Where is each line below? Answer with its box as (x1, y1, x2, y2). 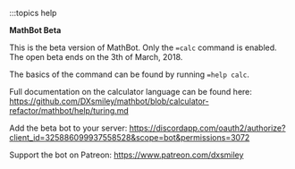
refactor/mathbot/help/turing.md (9, 106, 130, 115)
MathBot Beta (9, 25, 62, 35)
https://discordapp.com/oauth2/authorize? (129, 123, 286, 133)
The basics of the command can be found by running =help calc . (9, 69, 250, 80)
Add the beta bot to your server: (9, 123, 128, 133)
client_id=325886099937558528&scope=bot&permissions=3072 (9, 132, 250, 142)
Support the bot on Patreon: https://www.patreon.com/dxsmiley (9, 149, 244, 160)
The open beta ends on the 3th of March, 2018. (9, 52, 183, 62)
